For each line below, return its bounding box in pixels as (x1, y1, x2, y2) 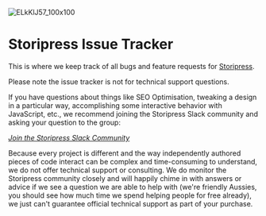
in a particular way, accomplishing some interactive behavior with (8, 100, 222, 110)
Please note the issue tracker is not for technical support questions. (8, 76, 229, 87)
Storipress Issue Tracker (8, 36, 174, 53)
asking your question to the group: (8, 118, 121, 127)
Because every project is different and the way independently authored (8, 148, 241, 158)
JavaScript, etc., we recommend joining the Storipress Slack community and (8, 109, 258, 118)
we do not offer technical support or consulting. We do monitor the (8, 165, 227, 175)
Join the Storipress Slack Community (8, 133, 130, 142)
